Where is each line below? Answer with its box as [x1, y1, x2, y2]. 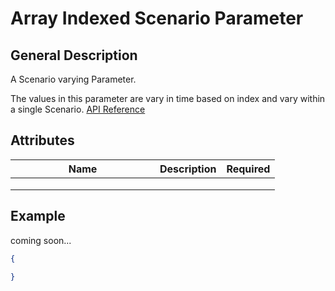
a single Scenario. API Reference [10, 103, 146, 115]
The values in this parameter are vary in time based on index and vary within [10, 93, 326, 104]
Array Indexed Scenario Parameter [10, 7, 304, 30]
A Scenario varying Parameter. [10, 73, 137, 85]
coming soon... [10, 234, 72, 246]
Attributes [10, 132, 75, 149]
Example [10, 208, 66, 225]
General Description [10, 47, 138, 64]
